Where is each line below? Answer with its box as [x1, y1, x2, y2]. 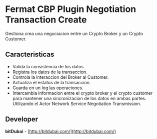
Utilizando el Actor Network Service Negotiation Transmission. [12, 101, 141, 107]
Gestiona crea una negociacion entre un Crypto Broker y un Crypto [5, 30, 143, 36]
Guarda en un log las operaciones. [12, 85, 83, 91]
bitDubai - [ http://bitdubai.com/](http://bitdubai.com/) [5, 128, 116, 134]
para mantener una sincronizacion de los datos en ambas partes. [12, 95, 146, 101]
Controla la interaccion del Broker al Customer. [12, 74, 109, 80]
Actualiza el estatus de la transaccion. [12, 79, 91, 85]
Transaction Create [5, 14, 87, 25]
